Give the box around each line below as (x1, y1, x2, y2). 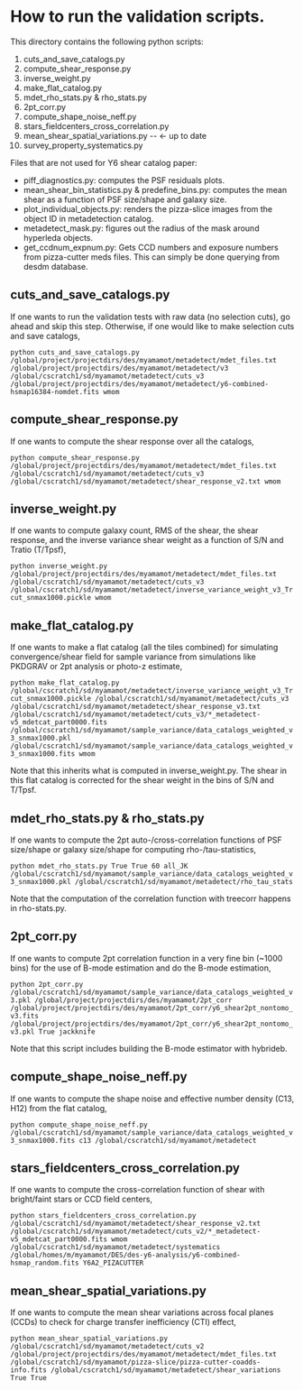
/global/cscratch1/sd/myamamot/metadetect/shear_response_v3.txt (10, 702, 261, 712)
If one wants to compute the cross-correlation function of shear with (10, 1184, 265, 1195)
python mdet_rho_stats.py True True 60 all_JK (10, 861, 188, 870)
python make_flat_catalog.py (10, 678, 120, 687)
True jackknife (38, 1026, 96, 1036)
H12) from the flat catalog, (10, 1102, 107, 1113)
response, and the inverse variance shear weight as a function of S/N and (10, 535, 284, 546)
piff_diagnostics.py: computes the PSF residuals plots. (23, 174, 225, 186)
